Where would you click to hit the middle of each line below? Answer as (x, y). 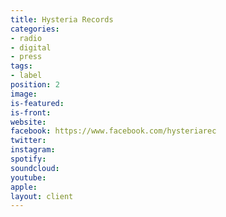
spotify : (28, 159)
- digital (31, 47)
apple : (24, 187)
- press (26, 57)
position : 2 (35, 85)
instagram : (33, 150)
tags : (21, 66)
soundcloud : (35, 168)
